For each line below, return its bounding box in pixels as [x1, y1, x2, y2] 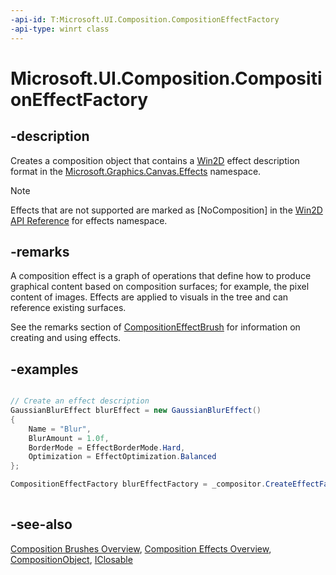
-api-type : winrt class [10, 24, 110, 34]
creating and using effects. [10, 332, 122, 344]
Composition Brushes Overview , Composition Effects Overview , [10, 542, 272, 555]
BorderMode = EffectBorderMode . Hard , [28, 442, 186, 453]
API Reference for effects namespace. [10, 214, 168, 226]
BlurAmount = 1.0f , [28, 433, 110, 443]
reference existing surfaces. [10, 302, 127, 314]
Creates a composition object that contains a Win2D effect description [10, 154, 300, 166]
